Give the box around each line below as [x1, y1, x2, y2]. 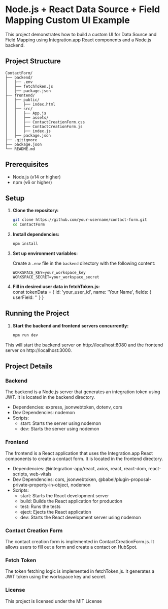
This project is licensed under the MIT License [5, 598, 103, 604]
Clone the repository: [12, 208, 59, 214]
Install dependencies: [12, 231, 60, 238]
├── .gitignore [5, 137, 38, 142]
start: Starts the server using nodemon [20, 420, 102, 426]
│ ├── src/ [5, 106, 33, 111]
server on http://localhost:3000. [5, 347, 72, 353]
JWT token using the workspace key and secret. [5, 574, 107, 580]
